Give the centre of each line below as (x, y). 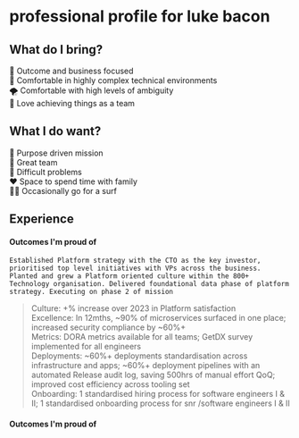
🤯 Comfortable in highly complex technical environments (113, 80)
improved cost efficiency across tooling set (110, 384)
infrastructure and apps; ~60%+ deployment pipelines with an (145, 366)
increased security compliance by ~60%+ (108, 327)
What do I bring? (56, 50)
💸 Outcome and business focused (71, 71)
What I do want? (55, 131)
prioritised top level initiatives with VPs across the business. (135, 269)
